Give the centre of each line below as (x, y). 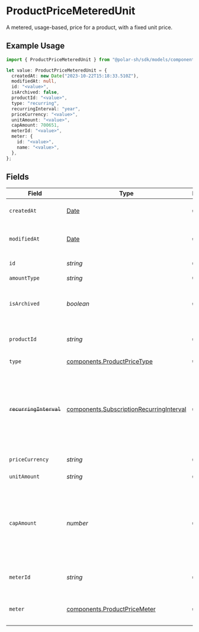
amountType (24, 278)
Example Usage (36, 46)
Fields (18, 177)
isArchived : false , (36, 92)
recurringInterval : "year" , (46, 109)
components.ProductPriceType (110, 361)
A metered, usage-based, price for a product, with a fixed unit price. (89, 27)
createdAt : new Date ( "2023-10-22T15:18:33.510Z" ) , (75, 76)
